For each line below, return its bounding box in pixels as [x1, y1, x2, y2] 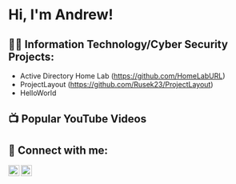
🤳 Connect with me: [8, 143, 108, 157]
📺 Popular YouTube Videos [8, 112, 146, 126]
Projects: [8, 50, 54, 63]
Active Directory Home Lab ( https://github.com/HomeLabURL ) [19, 71, 226, 81]
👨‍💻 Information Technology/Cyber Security [8, 38, 228, 51]
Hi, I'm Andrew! [8, 6, 114, 24]
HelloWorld [19, 88, 57, 98]
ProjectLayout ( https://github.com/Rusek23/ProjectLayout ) [19, 80, 214, 89]
